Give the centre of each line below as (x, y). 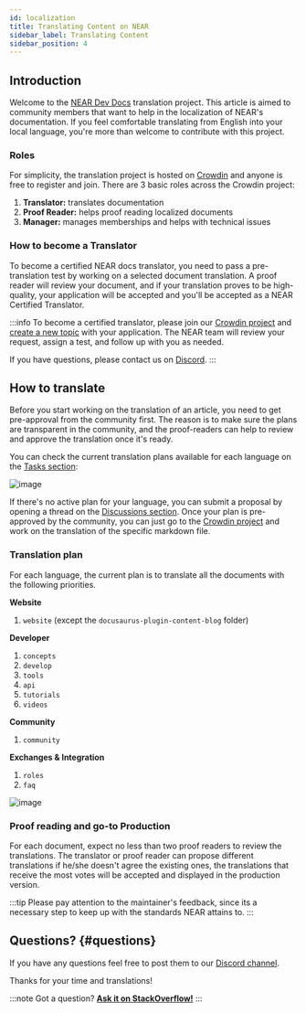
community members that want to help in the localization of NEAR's (137, 112)
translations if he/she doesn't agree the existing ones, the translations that (149, 866)
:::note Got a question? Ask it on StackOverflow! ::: (106, 998)
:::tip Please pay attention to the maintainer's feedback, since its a (133, 902)
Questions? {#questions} (83, 941)
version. (25, 885)
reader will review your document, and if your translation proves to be (141, 285)
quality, (23, 294)
